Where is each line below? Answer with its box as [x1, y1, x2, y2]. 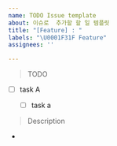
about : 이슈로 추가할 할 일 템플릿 [8, 19, 110, 27]
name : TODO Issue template [8, 11, 97, 20]
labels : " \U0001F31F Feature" [8, 33, 108, 42]
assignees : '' [8, 41, 55, 49]
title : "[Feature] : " [8, 26, 82, 34]
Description [27, 116, 65, 126]
